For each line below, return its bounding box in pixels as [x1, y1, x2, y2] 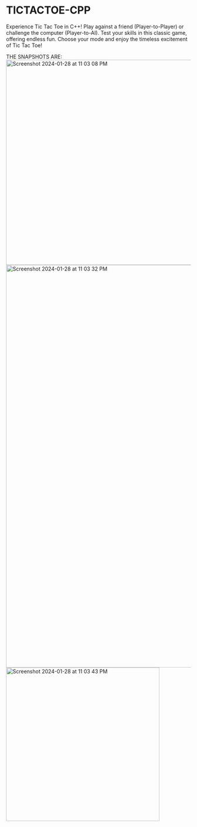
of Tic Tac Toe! [6, 42, 43, 49]
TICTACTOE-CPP [6, 4, 91, 17]
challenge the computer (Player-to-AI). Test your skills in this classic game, [6, 29, 188, 36]
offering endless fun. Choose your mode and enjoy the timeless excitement [6, 35, 188, 42]
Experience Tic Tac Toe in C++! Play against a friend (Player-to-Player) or [6, 23, 184, 30]
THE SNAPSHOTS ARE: [6, 53, 63, 60]
